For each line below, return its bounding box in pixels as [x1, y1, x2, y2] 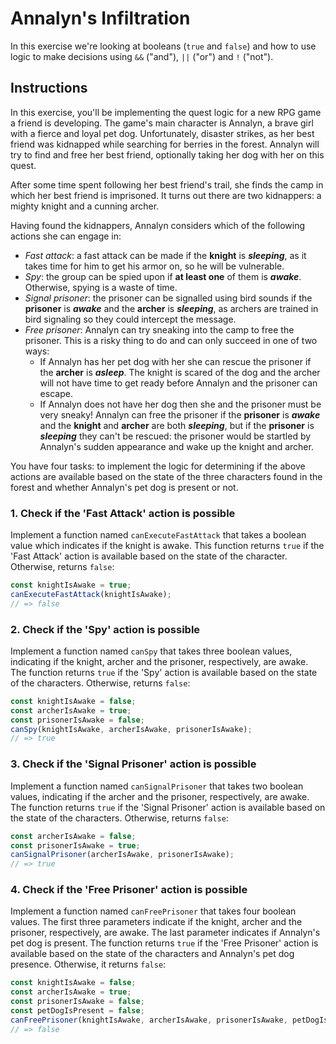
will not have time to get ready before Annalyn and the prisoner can [39, 377, 318, 389]
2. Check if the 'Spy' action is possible [10, 622, 201, 636]
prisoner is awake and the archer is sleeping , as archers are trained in [24, 302, 319, 314]
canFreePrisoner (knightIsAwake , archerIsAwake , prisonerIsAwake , [10, 1015, 288, 1025]
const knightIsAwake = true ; [10, 580, 132, 591]
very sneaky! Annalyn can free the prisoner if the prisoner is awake [39, 408, 321, 421]
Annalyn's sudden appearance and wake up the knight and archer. [39, 440, 314, 452]
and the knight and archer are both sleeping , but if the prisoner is [39, 419, 315, 431]
